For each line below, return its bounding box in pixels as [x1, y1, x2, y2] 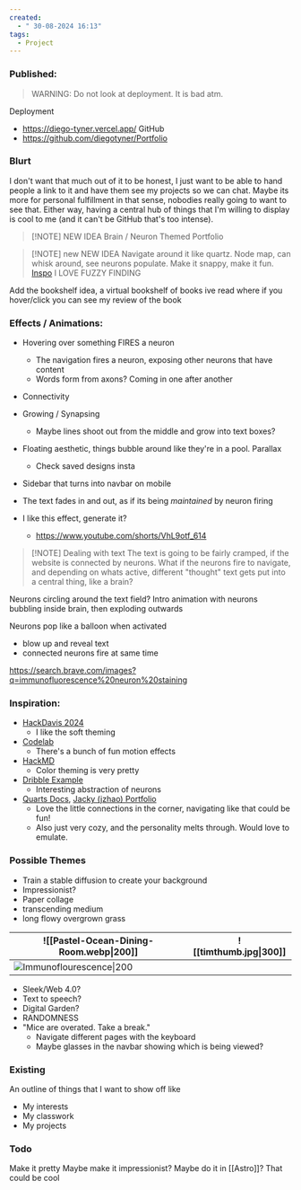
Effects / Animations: [9, 316, 103, 329]
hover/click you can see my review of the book [9, 294, 182, 305]
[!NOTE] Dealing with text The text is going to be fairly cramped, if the [30, 548, 289, 559]
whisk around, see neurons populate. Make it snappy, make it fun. [30, 258, 275, 269]
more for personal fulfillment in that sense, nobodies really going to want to [9, 194, 287, 205]
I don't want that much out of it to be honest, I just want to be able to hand [9, 175, 283, 186]
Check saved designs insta [35, 461, 136, 472]
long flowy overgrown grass [21, 912, 126, 923]
